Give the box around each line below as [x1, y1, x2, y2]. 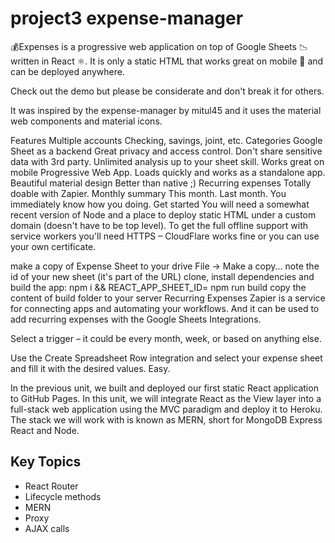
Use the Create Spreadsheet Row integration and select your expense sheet [10, 352, 323, 364]
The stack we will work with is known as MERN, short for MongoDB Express [10, 413, 323, 426]
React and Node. [10, 424, 80, 436]
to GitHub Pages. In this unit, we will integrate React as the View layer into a [10, 392, 322, 404]
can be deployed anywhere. [10, 65, 125, 77]
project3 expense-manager [10, 7, 244, 30]
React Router [24, 480, 79, 492]
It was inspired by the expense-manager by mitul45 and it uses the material [10, 104, 322, 116]
